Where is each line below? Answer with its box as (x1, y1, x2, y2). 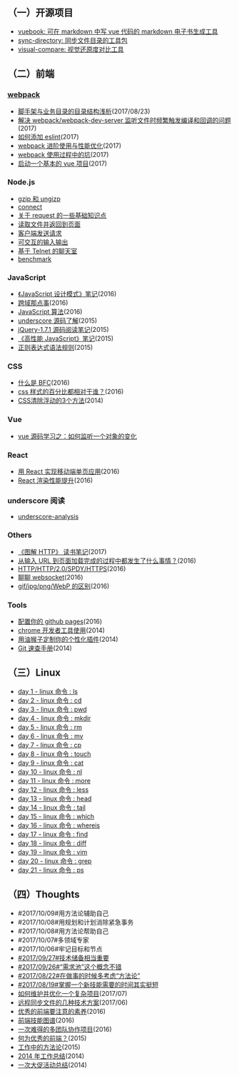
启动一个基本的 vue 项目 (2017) (17, 159, 108, 168)
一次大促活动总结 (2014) (17, 1060, 88, 1069)
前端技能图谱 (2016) (17, 1016, 75, 1025)
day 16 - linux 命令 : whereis (17, 820, 101, 830)
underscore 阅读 (7, 496, 66, 506)
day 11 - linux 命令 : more (17, 776, 91, 785)
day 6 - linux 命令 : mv (17, 731, 83, 740)
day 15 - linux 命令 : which (17, 812, 95, 820)
